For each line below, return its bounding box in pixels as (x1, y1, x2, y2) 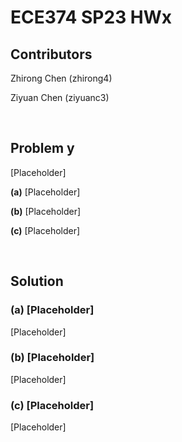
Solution (10, 273, 64, 290)
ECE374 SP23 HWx (10, 6, 173, 29)
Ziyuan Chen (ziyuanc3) (10, 92, 110, 103)
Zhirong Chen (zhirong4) (10, 72, 113, 84)
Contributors (10, 46, 93, 63)
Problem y (10, 140, 75, 157)
